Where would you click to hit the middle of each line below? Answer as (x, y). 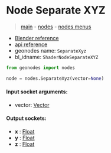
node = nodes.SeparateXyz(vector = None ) (55, 78)
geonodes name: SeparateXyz (50, 50)
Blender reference (37, 38)
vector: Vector (32, 105)
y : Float (25, 138)
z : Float (25, 144)
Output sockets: (26, 118)
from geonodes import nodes (41, 68)
